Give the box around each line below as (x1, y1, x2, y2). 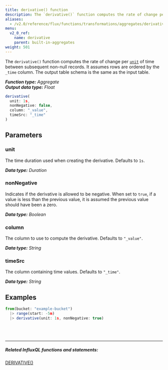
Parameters (5, 131, 42, 139)
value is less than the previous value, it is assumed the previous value (5, 196, 149, 202)
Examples (5, 293, 36, 301)
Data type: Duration (5, 167, 47, 173)
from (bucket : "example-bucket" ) (5, 306, 72, 311)
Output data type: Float (5, 84, 55, 90)
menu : (5, 26, 16, 31)
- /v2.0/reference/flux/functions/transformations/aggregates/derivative (9, 21, 166, 27)
